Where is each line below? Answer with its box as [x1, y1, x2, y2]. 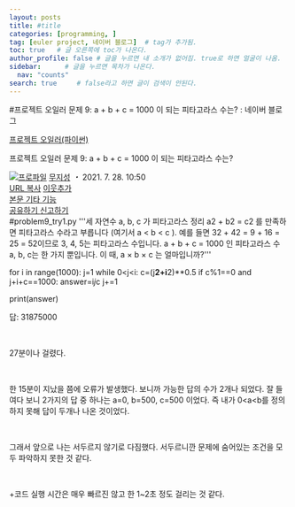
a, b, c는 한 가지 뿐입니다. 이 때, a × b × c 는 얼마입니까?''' [9, 249, 212, 259]
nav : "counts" [17, 71, 69, 80]
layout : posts [9, 12, 62, 22]
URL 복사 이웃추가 [9, 182, 73, 193]
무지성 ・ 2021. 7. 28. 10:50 [48, 172, 146, 182]
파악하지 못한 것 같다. [18, 452, 92, 463]
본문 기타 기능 [9, 194, 58, 204]
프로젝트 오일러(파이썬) [9, 134, 89, 144]
